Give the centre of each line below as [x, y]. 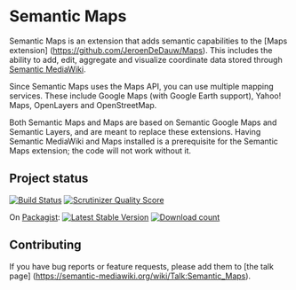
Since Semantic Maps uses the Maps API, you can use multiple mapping [141, 86]
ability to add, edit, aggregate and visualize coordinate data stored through [146, 59]
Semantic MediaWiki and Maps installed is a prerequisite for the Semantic [144, 141]
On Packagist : [35, 217]
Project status [49, 179]
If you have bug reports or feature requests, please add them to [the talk [141, 266]
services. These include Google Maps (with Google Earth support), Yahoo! [145, 96]
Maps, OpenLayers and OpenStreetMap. [83, 105]
